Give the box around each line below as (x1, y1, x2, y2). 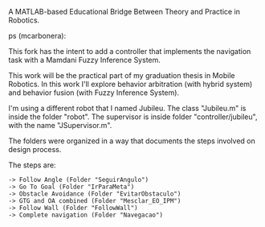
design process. (8, 145, 62, 154)
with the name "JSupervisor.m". (8, 121, 112, 130)
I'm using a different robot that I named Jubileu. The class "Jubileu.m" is (8, 104, 247, 113)
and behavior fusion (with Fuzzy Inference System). (8, 88, 179, 97)
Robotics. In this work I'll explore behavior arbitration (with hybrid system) (8, 80, 253, 89)
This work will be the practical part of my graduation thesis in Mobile (8, 71, 235, 80)
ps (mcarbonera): (8, 31, 67, 40)
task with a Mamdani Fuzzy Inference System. (8, 56, 161, 64)
